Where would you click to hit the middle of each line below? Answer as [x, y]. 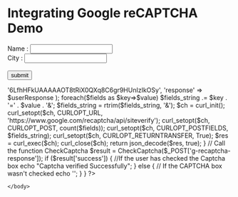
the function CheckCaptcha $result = [62, 151]
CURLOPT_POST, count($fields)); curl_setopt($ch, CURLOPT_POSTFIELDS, [118, 128]
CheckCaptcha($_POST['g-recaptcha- [174, 151]
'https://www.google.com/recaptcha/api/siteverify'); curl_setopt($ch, [109, 120]
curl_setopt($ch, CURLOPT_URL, [55, 113]
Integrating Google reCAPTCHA [103, 13]
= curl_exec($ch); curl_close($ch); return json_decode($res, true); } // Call [117, 143]
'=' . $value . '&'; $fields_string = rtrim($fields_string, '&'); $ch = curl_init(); [117, 105]
